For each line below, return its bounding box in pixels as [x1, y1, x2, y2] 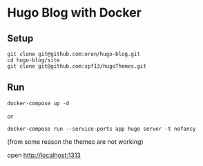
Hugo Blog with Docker [7, 5, 142, 21]
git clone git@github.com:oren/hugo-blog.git [7, 50, 140, 57]
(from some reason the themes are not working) [7, 137, 144, 146]
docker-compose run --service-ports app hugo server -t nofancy [7, 125, 196, 132]
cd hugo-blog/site [7, 57, 60, 64]
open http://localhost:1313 [7, 151, 81, 159]
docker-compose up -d [7, 100, 70, 107]
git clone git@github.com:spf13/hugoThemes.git [7, 63, 147, 70]
